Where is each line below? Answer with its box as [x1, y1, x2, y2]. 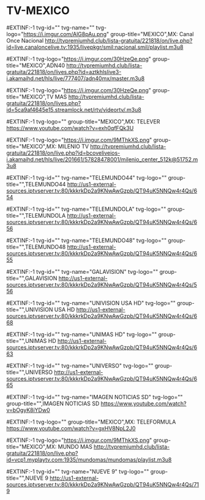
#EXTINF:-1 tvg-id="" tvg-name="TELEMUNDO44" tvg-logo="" [6, 174, 167, 181]
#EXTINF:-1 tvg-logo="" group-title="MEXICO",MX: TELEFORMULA [6, 418, 176, 425]
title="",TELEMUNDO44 [6, 180, 66, 188]
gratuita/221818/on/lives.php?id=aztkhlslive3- [6, 68, 122, 75]
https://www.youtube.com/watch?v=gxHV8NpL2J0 [6, 424, 136, 432]
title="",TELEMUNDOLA [6, 211, 66, 219]
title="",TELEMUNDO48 [6, 243, 66, 251]
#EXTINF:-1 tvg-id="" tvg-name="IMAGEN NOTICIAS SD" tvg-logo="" [6, 393, 183, 400]
